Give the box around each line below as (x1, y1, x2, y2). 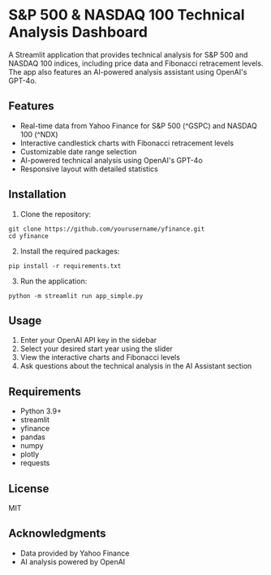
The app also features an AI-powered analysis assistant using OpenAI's (8, 67, 247, 76)
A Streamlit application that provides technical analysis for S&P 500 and (8, 50, 248, 59)
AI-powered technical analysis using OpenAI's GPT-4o (19, 155, 203, 165)
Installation (8, 188, 67, 201)
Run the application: (19, 276, 88, 286)
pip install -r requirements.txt (8, 262, 122, 270)
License (8, 482, 49, 495)
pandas (19, 432, 46, 442)
